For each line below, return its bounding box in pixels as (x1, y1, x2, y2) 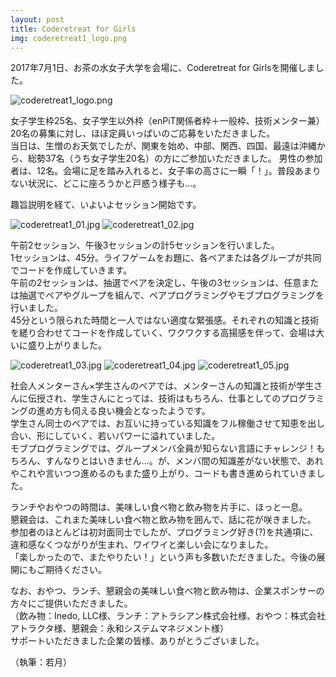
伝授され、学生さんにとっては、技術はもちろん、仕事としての (27, 392, 282, 405)
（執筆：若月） (10, 656, 72, 668)
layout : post (10, 14, 65, 25)
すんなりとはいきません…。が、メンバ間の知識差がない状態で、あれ (44, 455, 324, 467)
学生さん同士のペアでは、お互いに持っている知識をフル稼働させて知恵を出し (10, 417, 326, 430)
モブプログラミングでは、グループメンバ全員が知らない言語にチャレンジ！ (10, 442, 317, 455)
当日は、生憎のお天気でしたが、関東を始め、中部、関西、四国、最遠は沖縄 (10, 140, 317, 152)
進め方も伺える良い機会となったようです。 (36, 405, 211, 417)
